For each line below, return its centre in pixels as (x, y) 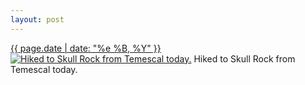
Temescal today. (44, 69)
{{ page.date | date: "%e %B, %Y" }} (86, 48)
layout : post (37, 19)
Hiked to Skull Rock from (244, 58)
